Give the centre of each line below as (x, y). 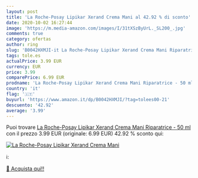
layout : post (22, 12)
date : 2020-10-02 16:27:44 (39, 22)
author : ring (22, 45)
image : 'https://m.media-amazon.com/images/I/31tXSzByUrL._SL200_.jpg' (96, 28)
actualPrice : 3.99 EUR (34, 61)
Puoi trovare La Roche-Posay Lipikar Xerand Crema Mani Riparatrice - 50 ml (98, 127)
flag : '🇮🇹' (21, 94)
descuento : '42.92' (30, 105)
